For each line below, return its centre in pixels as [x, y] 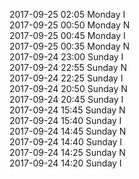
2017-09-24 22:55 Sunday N [68, 67]
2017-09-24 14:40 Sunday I [66, 142]
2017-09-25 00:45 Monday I [67, 35]
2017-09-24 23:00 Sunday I [66, 57]
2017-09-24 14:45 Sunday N [68, 131]
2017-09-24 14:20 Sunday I [65, 163]
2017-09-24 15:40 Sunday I [65, 120]
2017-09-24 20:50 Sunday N [68, 88]
